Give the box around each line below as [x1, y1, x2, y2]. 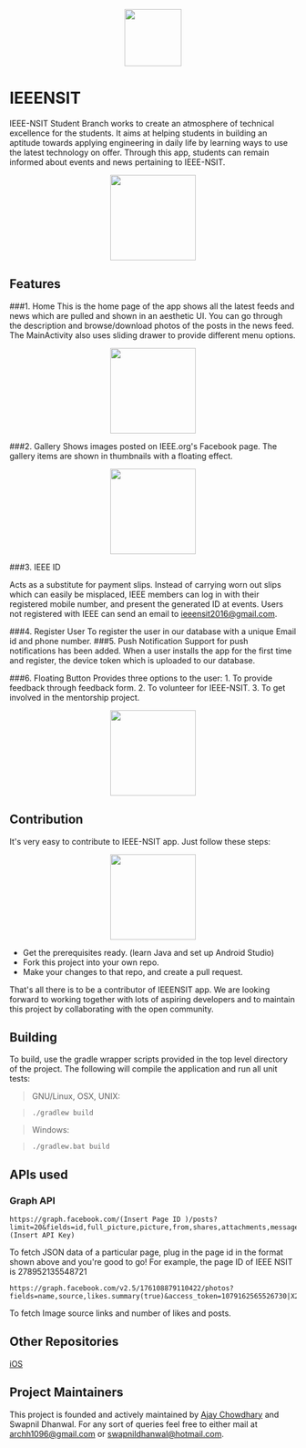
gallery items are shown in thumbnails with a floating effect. [9, 450, 234, 461]
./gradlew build [31, 1108, 94, 1118]
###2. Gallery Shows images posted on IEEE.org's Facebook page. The [9, 440, 278, 451]
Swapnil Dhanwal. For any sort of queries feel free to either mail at [9, 1418, 258, 1430]
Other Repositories [9, 1334, 119, 1350]
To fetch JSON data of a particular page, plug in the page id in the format [9, 1247, 284, 1258]
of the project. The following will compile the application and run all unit [9, 1063, 278, 1074]
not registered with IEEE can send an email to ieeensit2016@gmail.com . [9, 608, 278, 619]
